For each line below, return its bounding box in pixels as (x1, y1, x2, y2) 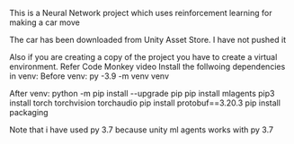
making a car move (9, 17, 81, 28)
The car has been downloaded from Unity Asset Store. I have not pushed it (9, 35, 286, 45)
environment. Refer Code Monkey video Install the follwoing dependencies (9, 62, 286, 72)
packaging (9, 107, 49, 117)
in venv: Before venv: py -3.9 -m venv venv (9, 71, 169, 81)
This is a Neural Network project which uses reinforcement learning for (9, 8, 272, 18)
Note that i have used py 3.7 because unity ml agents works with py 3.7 (9, 124, 274, 135)
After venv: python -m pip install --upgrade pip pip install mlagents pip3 (9, 89, 275, 98)
